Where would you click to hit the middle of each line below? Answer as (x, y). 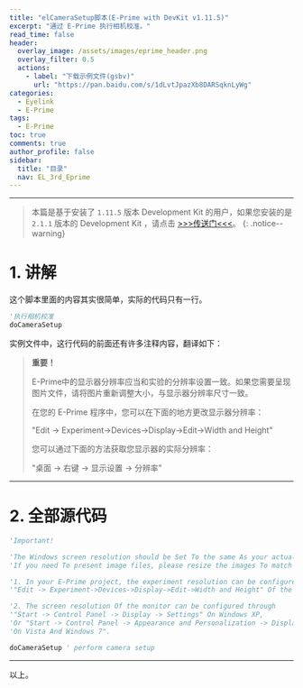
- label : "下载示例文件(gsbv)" (80, 77)
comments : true (38, 143)
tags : (19, 118)
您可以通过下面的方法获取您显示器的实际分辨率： (122, 448)
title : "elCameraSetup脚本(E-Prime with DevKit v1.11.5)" (119, 18)
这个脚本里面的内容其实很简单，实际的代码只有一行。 (108, 299)
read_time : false (42, 34)
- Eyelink (36, 101)
